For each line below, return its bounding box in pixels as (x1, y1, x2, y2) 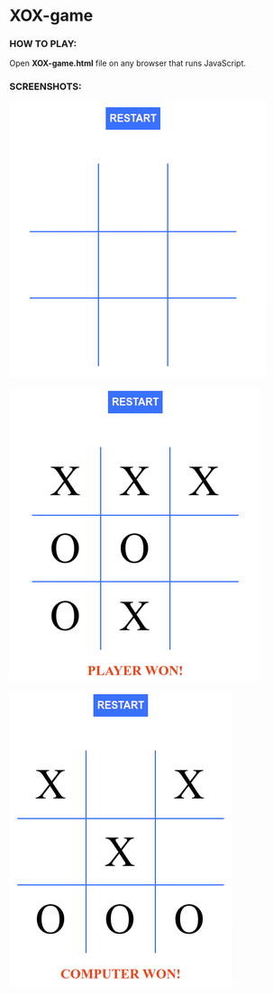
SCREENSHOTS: (9, 80, 82, 93)
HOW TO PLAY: (9, 38, 77, 50)
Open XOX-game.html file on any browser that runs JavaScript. (9, 58, 246, 68)
